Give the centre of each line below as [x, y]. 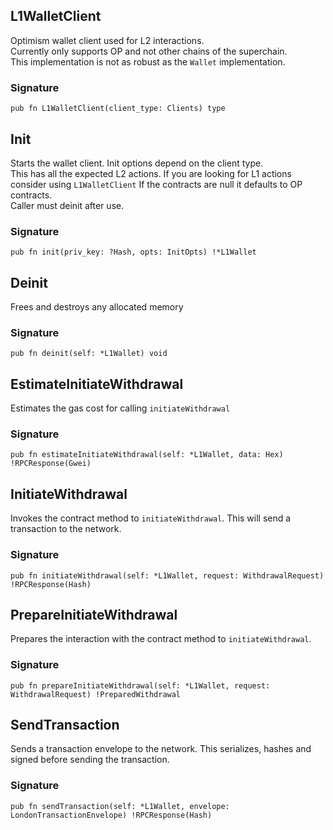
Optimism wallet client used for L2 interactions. [107, 40]
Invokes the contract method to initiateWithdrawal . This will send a [151, 518]
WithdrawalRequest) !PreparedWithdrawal [96, 694]
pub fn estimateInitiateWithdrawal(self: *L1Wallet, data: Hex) [147, 455]
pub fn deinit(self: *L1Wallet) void [89, 354]
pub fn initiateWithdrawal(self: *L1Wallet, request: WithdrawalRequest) [167, 575]
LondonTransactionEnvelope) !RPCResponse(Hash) [111, 815]
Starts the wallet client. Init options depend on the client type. [137, 163]
